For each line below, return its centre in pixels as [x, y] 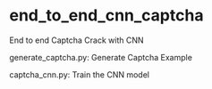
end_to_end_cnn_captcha [106, 16]
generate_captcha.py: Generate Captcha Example [101, 57]
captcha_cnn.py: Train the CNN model [80, 74]
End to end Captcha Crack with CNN [77, 40]
